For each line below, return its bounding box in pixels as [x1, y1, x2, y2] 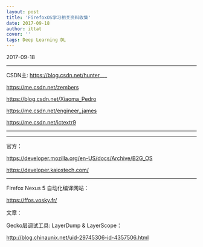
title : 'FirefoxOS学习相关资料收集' [6, 14, 92, 21]
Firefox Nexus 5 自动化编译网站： [6, 185, 89, 191]
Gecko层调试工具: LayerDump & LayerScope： [6, 222, 122, 229]
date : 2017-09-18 [6, 20, 50, 26]
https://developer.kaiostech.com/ [6, 167, 89, 173]
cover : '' [6, 31, 31, 37]
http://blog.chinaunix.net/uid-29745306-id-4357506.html [6, 234, 149, 241]
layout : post [6, 8, 39, 15]
